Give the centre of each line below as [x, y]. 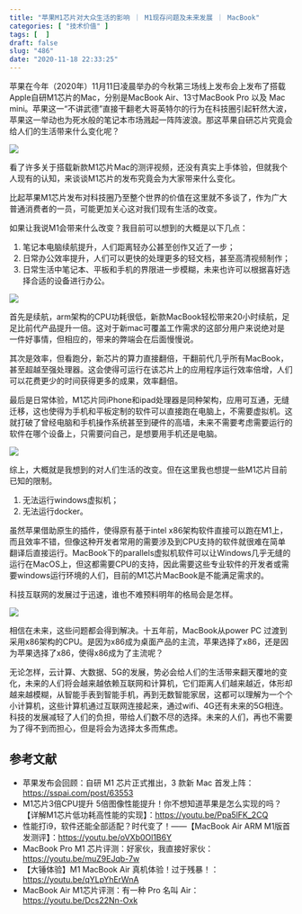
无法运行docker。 [55, 511]
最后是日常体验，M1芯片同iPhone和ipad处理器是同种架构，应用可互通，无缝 [150, 400]
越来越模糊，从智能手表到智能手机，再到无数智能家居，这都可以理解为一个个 [151, 694]
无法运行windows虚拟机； [71, 500]
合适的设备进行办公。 [70, 281]
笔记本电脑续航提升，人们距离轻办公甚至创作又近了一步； [129, 247]
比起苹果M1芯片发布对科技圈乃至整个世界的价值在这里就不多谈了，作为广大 [148, 197]
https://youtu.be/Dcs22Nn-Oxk [80, 900]
